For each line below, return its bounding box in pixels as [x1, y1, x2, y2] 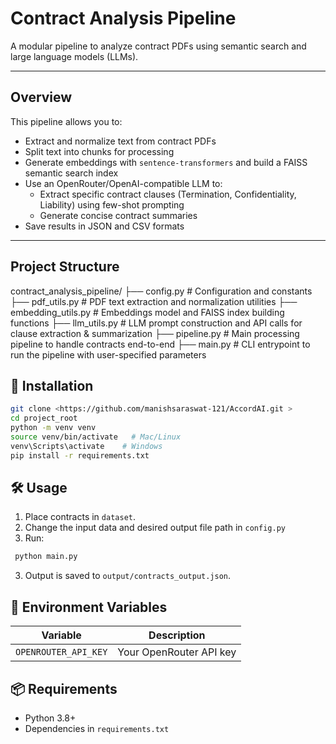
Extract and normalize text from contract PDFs [24, 135, 217, 147]
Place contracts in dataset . [24, 511, 137, 523]
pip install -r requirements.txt [10, 450, 150, 461]
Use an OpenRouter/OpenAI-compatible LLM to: [24, 177, 223, 189]
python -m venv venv [10, 423, 97, 433]
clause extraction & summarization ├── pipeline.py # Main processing [10, 327, 300, 339]
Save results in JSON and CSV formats [24, 220, 185, 232]
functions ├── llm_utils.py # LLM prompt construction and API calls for [10, 317, 303, 329]
